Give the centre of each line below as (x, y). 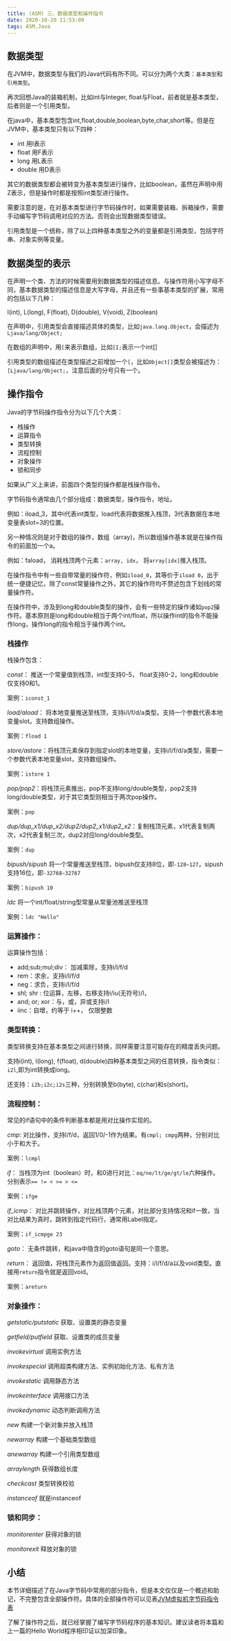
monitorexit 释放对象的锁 (42, 1549)
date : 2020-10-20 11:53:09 (46, 20)
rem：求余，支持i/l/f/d (48, 976)
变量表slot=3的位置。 (37, 522)
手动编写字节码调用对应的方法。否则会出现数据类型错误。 (88, 216)
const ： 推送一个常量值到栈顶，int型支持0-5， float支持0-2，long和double (113, 675)
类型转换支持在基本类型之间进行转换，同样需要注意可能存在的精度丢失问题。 (115, 1046)
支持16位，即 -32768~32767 (44, 873)
